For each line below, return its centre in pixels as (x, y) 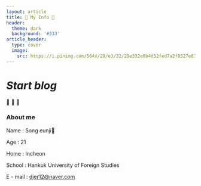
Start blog (31, 86)
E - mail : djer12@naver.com (41, 176)
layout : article (26, 12)
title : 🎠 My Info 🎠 (31, 17)
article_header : (26, 39)
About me (21, 117)
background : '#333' (36, 34)
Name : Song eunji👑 (31, 130)
